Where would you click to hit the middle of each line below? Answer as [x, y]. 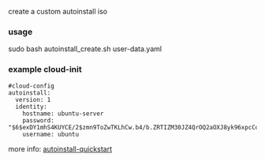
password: [39, 120]
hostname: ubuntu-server [63, 114]
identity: [31, 107]
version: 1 [33, 99]
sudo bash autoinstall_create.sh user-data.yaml [85, 49]
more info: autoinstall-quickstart [60, 148]
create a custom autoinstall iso [58, 11]
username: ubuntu [51, 134]
